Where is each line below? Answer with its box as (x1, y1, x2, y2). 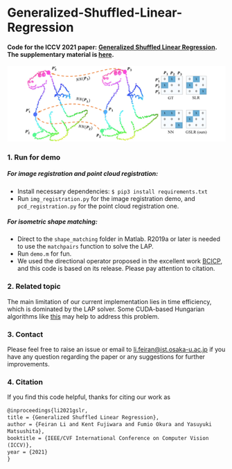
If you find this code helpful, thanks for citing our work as (7, 393, 171, 401)
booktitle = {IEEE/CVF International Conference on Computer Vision (7, 435, 209, 442)
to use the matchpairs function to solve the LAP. (17, 242, 154, 251)
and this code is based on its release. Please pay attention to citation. (17, 265, 215, 273)
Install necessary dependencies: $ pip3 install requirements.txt (17, 187, 208, 195)
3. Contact (7, 329, 44, 339)
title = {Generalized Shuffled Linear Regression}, (7, 414, 159, 421)
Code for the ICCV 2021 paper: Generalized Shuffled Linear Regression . (7, 43, 217, 51)
